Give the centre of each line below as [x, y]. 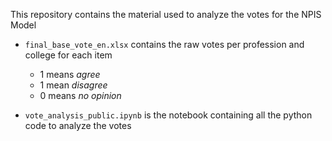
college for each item [68, 55]
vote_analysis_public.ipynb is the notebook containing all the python [168, 115]
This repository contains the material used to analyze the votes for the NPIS [166, 14]
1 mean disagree [73, 85]
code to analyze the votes [78, 125]
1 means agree [70, 74]
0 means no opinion [80, 95]
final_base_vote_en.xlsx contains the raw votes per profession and [164, 44]
